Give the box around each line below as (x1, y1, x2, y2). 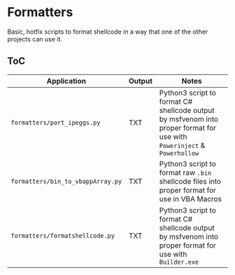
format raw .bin (159, 168, 212, 177)
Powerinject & (159, 140, 206, 150)
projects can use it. (7, 34, 63, 43)
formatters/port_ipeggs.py (10, 119, 101, 126)
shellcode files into (159, 176, 222, 186)
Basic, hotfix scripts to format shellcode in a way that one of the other (7, 27, 208, 36)
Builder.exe (159, 257, 199, 266)
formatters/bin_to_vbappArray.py (10, 177, 122, 185)
